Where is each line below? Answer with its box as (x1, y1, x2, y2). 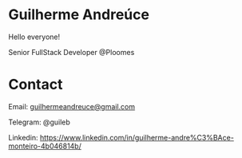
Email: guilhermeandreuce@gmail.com (8, 101, 136, 111)
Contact (8, 76, 63, 93)
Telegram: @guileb (8, 117, 70, 127)
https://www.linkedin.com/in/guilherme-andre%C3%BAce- (39, 132, 234, 142)
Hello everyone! (8, 32, 61, 41)
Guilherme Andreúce (8, 6, 150, 24)
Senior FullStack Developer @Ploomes (8, 47, 135, 57)
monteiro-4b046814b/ (8, 141, 81, 151)
